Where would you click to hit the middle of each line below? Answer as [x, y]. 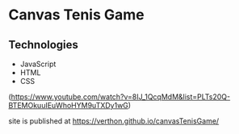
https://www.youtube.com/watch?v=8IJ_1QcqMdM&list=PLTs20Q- [121, 97]
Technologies [44, 45]
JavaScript [38, 64]
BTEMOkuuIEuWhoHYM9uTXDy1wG [69, 105]
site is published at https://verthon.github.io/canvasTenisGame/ [114, 121]
